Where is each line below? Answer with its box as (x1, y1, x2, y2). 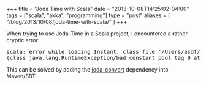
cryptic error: (6, 37, 40, 43)
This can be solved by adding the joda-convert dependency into (6, 66, 169, 73)
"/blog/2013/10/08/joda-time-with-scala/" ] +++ (6, 18, 128, 25)
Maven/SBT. (6, 73, 37, 79)
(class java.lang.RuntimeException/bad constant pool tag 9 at (6, 54, 200, 61)
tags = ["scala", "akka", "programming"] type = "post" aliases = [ (6, 12, 170, 19)
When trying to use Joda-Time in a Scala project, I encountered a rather (6, 30, 188, 37)
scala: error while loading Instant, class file (6, 48, 155, 55)
